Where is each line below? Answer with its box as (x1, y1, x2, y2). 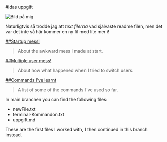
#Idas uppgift (5, 4, 33, 10)
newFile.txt (12, 106, 36, 112)
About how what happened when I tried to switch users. (17, 67, 134, 73)
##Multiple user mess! (5, 58, 52, 64)
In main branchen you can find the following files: (5, 97, 108, 102)
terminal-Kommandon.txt (12, 112, 64, 117)
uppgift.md (12, 117, 36, 123)
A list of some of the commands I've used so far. (17, 87, 118, 93)
